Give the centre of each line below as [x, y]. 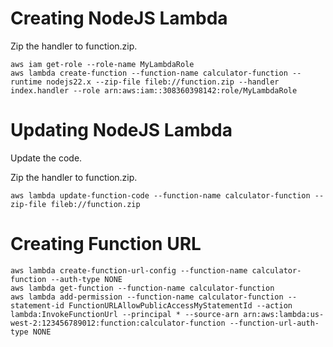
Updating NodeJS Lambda [121, 130]
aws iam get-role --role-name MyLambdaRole [102, 64]
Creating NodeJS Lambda [119, 18]
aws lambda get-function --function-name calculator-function [142, 288]
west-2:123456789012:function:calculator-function [118, 323]
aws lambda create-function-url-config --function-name [129, 270]
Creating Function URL [106, 244]
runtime [26, 82]
